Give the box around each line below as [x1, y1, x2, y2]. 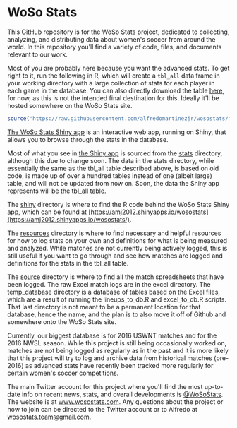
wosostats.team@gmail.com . [7, 412, 92, 421]
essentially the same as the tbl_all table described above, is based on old [7, 164, 219, 172]
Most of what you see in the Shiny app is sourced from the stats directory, [7, 149, 223, 157]
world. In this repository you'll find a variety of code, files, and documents [7, 42, 222, 51]
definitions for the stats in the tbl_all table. [7, 258, 129, 267]
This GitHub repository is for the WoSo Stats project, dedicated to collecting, [7, 28, 230, 36]
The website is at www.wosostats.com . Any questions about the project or [7, 397, 224, 406]
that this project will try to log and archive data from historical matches [7, 354, 213, 362]
